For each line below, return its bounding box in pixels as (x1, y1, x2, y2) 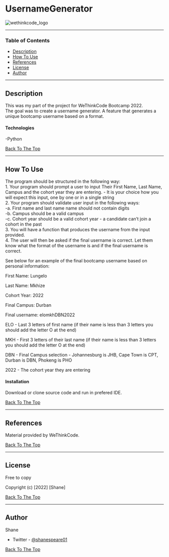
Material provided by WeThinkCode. (5, 432, 79, 438)
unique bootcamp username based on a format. (5, 113, 104, 119)
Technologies (5, 124, 35, 131)
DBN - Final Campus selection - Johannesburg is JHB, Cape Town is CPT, (5, 352, 158, 358)
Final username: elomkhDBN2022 (5, 312, 75, 318)
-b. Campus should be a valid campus (5, 211, 84, 217)
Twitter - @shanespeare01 (12, 536, 67, 542)
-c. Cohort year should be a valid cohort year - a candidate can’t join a (5, 216, 151, 222)
